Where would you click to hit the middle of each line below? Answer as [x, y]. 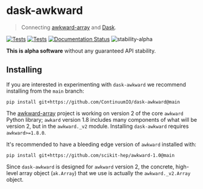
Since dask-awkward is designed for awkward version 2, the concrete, [90, 167]
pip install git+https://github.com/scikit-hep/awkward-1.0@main [90, 155]
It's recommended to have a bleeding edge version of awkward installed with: [101, 144]
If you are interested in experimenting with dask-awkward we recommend [96, 84]
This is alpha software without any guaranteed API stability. [81, 51]
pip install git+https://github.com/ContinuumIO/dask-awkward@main [93, 102]
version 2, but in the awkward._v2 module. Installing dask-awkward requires [98, 126]
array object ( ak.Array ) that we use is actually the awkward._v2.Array [105, 173]
